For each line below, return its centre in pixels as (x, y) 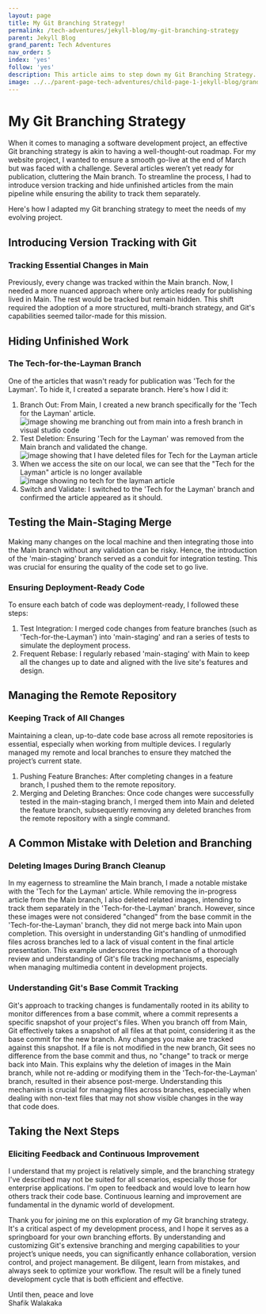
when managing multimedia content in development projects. (108, 967)
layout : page (30, 15)
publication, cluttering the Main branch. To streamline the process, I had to (130, 177)
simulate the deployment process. (75, 645)
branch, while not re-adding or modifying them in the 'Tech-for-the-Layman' (133, 1073)
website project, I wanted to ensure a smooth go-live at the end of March (127, 160)
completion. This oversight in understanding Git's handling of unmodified (127, 934)
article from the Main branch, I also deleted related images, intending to (125, 900)
